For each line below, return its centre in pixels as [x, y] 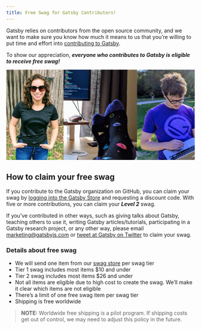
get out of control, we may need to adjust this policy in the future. [101, 319]
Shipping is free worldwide [48, 301]
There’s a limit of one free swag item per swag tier [77, 295]
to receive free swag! [33, 61]
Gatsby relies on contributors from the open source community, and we [94, 31]
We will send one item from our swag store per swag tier [84, 263]
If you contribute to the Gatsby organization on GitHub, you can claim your [98, 191]
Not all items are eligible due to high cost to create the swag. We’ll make [103, 282]
